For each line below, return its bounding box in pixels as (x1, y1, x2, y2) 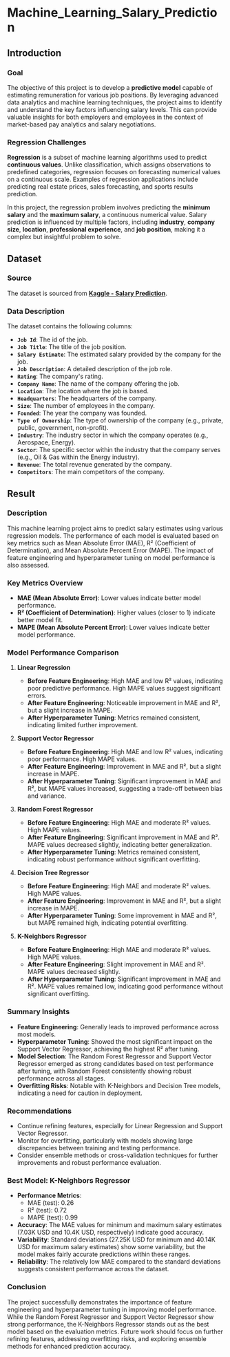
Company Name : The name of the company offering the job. (17, 380, 180, 388)
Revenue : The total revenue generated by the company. (17, 460, 172, 469)
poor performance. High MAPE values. (27, 755, 137, 763)
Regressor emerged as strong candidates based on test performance (17, 1059, 213, 1067)
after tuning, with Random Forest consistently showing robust (17, 1067, 191, 1075)
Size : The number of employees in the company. (17, 402, 155, 410)
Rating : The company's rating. (17, 372, 103, 381)
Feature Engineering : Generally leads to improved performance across (17, 1022, 219, 1031)
